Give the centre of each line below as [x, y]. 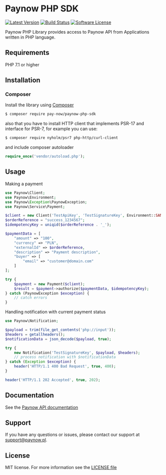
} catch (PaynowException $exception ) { [47, 293]
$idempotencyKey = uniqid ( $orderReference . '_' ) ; [58, 225]
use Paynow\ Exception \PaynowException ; [46, 202]
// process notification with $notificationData [65, 357]
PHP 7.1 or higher [22, 64]
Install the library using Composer [40, 105]
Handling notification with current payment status [56, 312]
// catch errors [31, 298]
